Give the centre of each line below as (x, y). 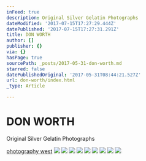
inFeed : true (23, 12)
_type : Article (26, 86)
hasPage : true (25, 58)
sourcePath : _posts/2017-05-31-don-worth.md (64, 63)
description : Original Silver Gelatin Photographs (72, 18)
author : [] (20, 40)
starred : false (26, 69)
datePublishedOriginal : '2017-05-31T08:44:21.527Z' (74, 75)
